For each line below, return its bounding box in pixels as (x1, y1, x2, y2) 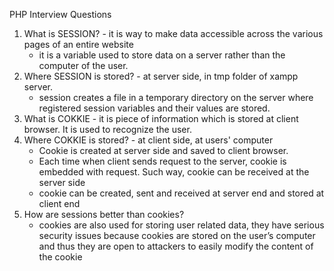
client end (38, 198, 81, 209)
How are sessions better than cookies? (23, 209, 185, 220)
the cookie (38, 251, 83, 263)
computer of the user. (38, 60, 129, 71)
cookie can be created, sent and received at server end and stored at (38, 187, 325, 199)
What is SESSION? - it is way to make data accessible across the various (23, 28, 324, 39)
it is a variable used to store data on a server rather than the (38, 49, 286, 61)
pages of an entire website (23, 39, 134, 50)
